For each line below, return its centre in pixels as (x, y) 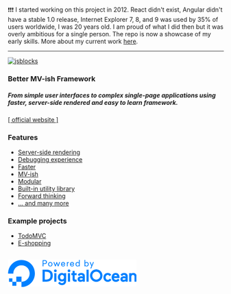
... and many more (43, 204)
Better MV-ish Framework (52, 79)
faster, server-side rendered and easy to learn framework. (93, 102)
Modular (29, 182)
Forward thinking (41, 196)
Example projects (37, 221)
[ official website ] (33, 119)
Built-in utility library (46, 189)
